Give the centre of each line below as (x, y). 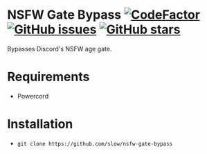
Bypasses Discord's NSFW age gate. (60, 49)
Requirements (48, 77)
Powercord (33, 96)
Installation (40, 124)
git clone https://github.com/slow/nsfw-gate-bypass (95, 144)
